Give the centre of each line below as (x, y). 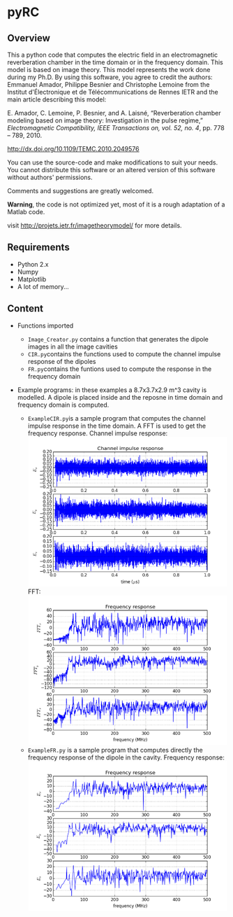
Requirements (38, 247)
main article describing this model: (57, 99)
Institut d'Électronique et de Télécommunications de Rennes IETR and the (113, 92)
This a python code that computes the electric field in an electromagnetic (113, 55)
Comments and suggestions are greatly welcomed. (81, 191)
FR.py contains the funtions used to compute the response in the (120, 369)
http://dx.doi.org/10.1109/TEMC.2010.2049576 (73, 149)
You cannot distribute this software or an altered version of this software (111, 170)
